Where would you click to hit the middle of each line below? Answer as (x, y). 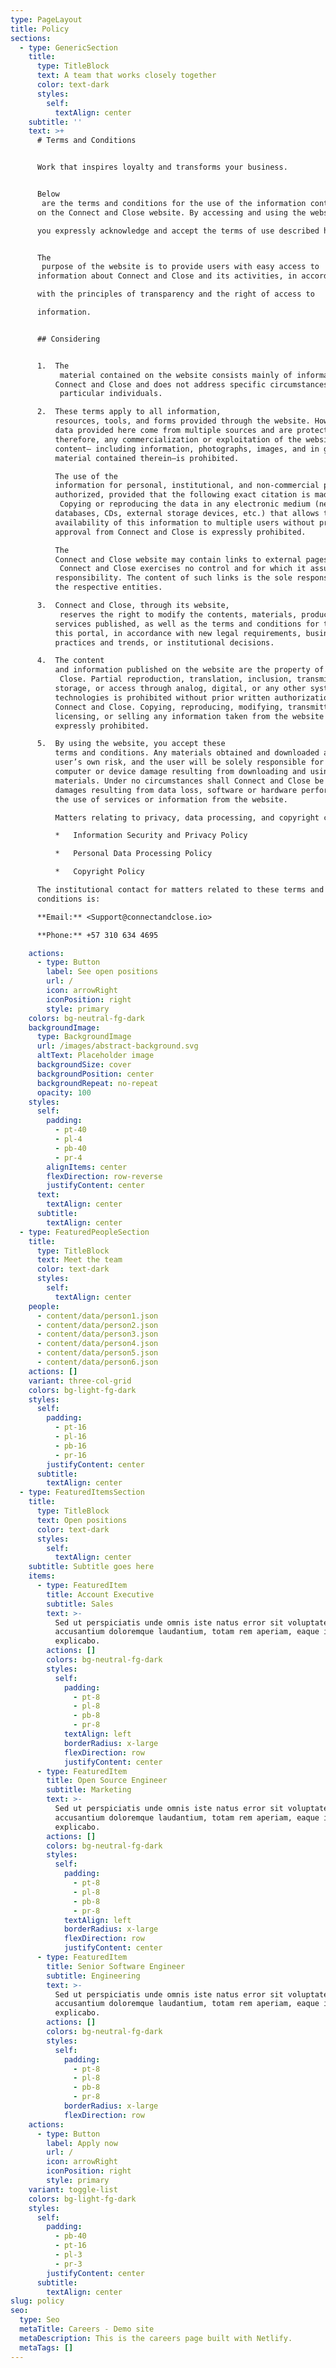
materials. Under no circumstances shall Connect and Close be (189, 781)
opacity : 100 (64, 1092)
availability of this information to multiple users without (184, 522)
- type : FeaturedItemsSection (82, 1492)
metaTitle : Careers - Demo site (87, 2329)
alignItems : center (87, 1167)
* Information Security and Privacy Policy (151, 836)
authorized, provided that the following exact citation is (182, 495)
